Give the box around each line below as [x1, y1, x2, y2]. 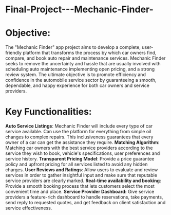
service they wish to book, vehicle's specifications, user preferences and [5, 150, 160, 156]
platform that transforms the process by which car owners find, [23, 50, 157, 56]
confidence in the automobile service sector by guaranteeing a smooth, [5, 77, 157, 83]
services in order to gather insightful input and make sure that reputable [5, 172, 158, 178]
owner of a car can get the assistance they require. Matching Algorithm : [5, 139, 160, 146]
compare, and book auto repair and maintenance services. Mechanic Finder [5, 55, 166, 61]
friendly [5, 50, 22, 56]
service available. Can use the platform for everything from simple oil [5, 129, 151, 135]
